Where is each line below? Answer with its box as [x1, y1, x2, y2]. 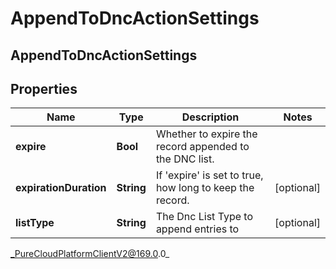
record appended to [155, 140, 250, 154]
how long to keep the [155, 181, 255, 195]
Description [181, 110, 240, 124]
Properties [10, 80, 78, 97]
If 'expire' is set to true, [155, 168, 264, 182]
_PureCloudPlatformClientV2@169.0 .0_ [10, 248, 170, 260]
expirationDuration [15, 181, 107, 195]
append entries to [155, 222, 240, 236]
